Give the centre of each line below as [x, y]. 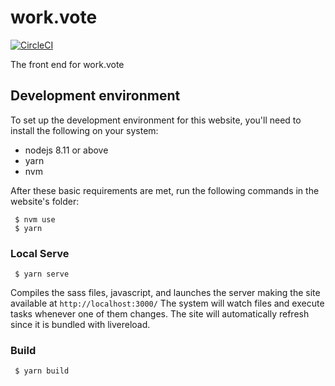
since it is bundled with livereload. [80, 325]
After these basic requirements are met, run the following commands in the [165, 190]
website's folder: [45, 201]
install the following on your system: [84, 130]
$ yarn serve [42, 274]
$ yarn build [42, 371]
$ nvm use [35, 219]
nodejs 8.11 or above [66, 150]
